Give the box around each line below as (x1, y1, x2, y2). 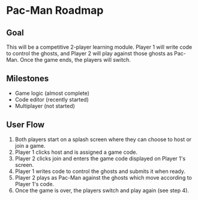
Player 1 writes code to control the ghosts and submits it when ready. (14, 168, 186, 175)
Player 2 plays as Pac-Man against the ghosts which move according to (14, 174, 192, 181)
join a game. (14, 142, 46, 149)
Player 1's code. (14, 180, 55, 187)
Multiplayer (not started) (14, 102, 75, 109)
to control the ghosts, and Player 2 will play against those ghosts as (6, 50, 173, 57)
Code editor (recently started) (14, 95, 89, 103)
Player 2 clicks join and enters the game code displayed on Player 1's (14, 154, 186, 162)
